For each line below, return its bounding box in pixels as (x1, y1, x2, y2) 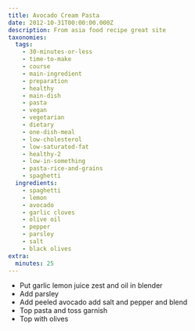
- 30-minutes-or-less (22, 48, 92, 56)
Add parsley (19, 289, 59, 299)
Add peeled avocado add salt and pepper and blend (19, 297, 188, 307)
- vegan (22, 107, 47, 115)
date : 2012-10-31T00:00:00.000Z (8, 19, 114, 27)
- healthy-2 (22, 150, 61, 158)
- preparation (22, 77, 68, 85)
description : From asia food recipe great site (8, 26, 167, 34)
